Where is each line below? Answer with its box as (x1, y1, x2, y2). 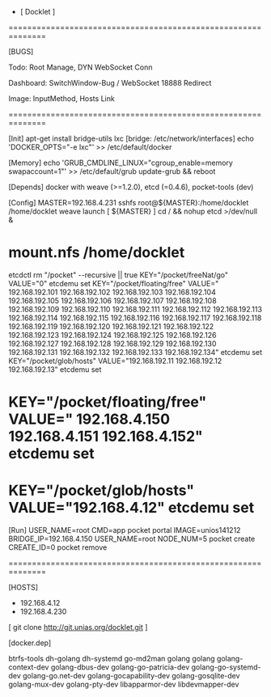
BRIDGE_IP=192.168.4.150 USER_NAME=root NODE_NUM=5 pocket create (8, 534, 256, 544)
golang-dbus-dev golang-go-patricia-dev (50, 662, 190, 672)
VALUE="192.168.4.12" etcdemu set (8, 499, 255, 517)
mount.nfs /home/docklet (8, 243, 185, 262)
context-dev (8, 662, 49, 672)
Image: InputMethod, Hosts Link (8, 94, 115, 103)
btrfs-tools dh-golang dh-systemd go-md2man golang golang (8, 654, 216, 664)
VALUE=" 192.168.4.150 (8, 410, 171, 429)
